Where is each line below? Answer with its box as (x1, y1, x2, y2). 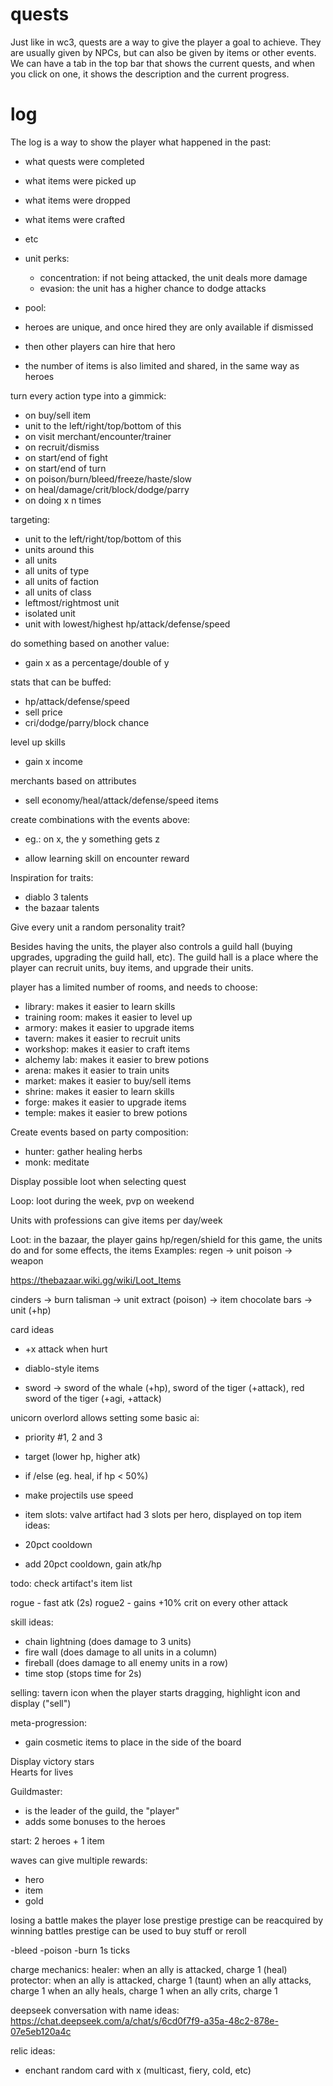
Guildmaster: (10, 1785, 63, 1797)
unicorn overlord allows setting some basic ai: (10, 1411, 200, 1423)
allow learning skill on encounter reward (24, 852, 190, 864)
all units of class (24, 586, 92, 598)
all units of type (24, 564, 90, 577)
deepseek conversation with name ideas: (10, 2004, 180, 2016)
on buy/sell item (24, 409, 91, 421)
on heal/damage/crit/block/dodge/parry (24, 483, 190, 495)
